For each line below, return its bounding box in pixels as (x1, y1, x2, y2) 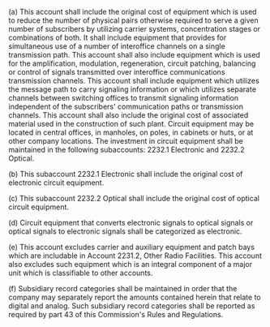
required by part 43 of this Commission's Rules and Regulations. (8, 310, 224, 319)
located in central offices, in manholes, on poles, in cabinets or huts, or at (8, 127, 254, 137)
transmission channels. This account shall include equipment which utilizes (8, 76, 259, 85)
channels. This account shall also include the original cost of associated (8, 110, 249, 120)
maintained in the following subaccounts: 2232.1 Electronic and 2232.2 (8, 145, 245, 154)
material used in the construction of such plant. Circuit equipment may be (8, 119, 254, 128)
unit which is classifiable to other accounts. (8, 268, 153, 278)
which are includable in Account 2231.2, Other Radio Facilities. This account (8, 251, 262, 260)
